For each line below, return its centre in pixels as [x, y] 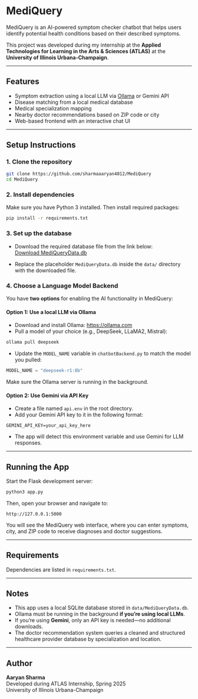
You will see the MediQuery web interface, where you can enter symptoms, [98, 525]
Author [19, 663]
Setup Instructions [41, 145]
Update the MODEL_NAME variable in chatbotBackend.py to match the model [103, 354]
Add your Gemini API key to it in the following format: [79, 415]
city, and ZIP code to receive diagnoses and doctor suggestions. [84, 531]
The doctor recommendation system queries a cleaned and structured [100, 633]
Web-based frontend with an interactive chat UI [72, 121]
